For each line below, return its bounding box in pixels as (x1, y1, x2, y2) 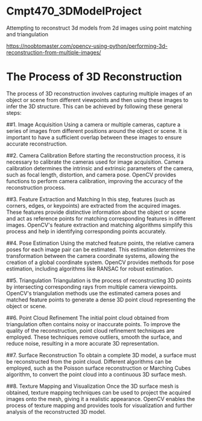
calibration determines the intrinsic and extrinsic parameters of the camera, (6, 164, 194, 172)
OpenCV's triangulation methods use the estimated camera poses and (6, 289, 181, 297)
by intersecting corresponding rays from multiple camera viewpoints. (6, 283, 178, 291)
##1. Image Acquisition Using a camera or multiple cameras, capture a (6, 121, 181, 128)
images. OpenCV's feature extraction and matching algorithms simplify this (6, 221, 193, 228)
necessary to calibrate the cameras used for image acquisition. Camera (6, 158, 184, 166)
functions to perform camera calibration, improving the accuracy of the (6, 177, 183, 185)
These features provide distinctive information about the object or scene (6, 208, 186, 216)
